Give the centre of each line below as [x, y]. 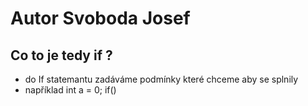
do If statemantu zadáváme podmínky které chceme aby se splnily [161, 79]
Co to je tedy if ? [61, 55]
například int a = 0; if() [70, 90]
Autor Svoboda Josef [100, 18]
